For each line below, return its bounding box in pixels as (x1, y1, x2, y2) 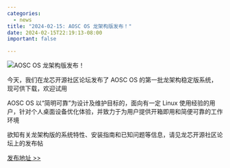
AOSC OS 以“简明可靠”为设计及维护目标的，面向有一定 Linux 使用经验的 (7, 99, 210, 107)
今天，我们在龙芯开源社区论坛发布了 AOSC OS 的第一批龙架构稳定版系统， (7, 76, 218, 84)
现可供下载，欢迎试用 (7, 84, 67, 93)
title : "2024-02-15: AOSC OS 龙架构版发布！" (7, 23, 132, 29)
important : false (7, 36, 57, 43)
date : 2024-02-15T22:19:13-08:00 (7, 29, 103, 36)
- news (13, 16, 32, 23)
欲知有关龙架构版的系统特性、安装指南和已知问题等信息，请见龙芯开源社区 (7, 131, 217, 139)
